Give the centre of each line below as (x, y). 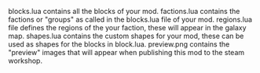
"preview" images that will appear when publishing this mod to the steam (126, 52)
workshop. (26, 61)
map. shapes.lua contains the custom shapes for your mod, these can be (126, 36)
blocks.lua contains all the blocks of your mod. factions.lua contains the (124, 11)
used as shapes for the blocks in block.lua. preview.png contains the (119, 44)
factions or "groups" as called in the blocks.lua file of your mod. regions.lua (130, 19)
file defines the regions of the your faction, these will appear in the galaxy (127, 28)
